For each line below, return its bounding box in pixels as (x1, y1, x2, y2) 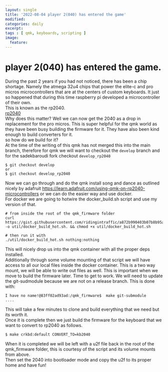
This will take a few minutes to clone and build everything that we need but (5, 306, 159, 312)
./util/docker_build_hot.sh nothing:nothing (5, 237, 99, 242)
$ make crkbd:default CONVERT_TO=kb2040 (5, 332, 91, 337)
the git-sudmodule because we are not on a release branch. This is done (5, 278, 155, 284)
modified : (5, 17, 26, 22)
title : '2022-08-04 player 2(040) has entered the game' (5, 12, 126, 17)
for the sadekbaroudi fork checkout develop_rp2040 (5, 152, 111, 158)
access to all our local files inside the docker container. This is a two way (5, 262, 155, 268)
